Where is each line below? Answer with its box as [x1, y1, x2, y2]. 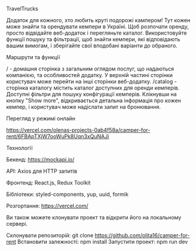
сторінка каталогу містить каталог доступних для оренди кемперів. [6, 84, 180, 91]
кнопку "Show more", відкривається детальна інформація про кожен [6, 97, 181, 104]
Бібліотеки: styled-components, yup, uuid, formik [6, 191, 128, 198]
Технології [6, 145, 33, 151]
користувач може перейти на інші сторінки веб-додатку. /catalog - [6, 78, 177, 85]
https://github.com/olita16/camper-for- [94, 232, 190, 238]
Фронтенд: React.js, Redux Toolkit [6, 179, 91, 186]
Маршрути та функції [6, 54, 60, 60]
